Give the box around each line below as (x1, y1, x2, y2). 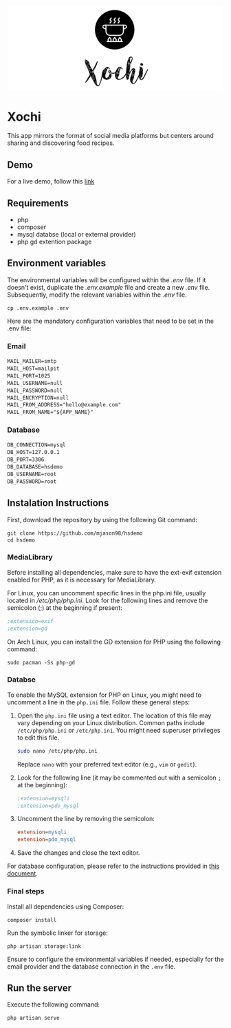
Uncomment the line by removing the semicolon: (16, 815, 155, 823)
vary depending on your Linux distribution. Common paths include (16, 718, 205, 726)
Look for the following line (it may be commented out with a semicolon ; (16, 773, 221, 782)
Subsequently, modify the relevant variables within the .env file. (7, 290, 187, 299)
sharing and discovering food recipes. (7, 139, 115, 147)
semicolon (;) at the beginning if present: (7, 603, 122, 612)
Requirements (7, 197, 69, 209)
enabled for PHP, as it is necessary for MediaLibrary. (7, 575, 157, 584)
